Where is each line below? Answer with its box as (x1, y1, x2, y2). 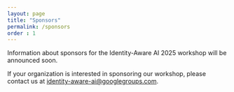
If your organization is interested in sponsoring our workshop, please (7, 70, 207, 78)
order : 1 (7, 29, 36, 37)
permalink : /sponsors (7, 23, 71, 30)
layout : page (7, 10, 46, 17)
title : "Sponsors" (7, 17, 61, 24)
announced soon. (7, 56, 58, 65)
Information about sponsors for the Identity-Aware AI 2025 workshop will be (7, 49, 227, 57)
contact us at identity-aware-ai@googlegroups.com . (7, 77, 159, 86)
